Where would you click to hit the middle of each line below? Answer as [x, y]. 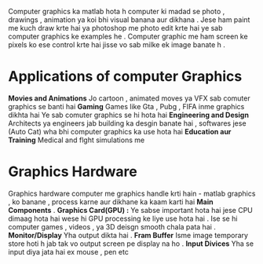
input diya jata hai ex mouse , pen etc [69, 251]
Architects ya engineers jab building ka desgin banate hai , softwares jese [127, 123]
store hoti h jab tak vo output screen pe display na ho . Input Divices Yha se [131, 244]
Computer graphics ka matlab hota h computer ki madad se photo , [117, 11]
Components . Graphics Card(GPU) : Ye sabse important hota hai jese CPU [131, 210]
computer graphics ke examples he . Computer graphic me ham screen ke [128, 36]
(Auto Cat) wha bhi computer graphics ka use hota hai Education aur [120, 131]
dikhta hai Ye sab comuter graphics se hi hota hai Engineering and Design [129, 115]
